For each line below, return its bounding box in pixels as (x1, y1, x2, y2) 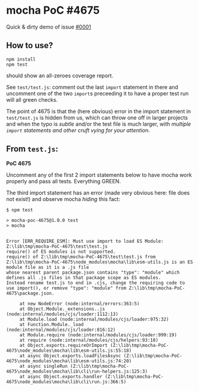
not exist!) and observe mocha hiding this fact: (6, 195, 120, 202)
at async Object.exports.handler (19, 373, 102, 380)
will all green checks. (6, 96, 58, 103)
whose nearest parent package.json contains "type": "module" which (6, 269, 180, 276)
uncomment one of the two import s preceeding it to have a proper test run (6, 90, 189, 97)
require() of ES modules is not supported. (6, 248, 116, 255)
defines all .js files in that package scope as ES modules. (6, 274, 161, 280)
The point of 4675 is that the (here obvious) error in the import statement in (6, 108, 191, 115)
